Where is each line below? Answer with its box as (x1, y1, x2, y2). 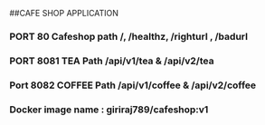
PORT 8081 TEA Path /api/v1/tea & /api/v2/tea (9, 54, 214, 67)
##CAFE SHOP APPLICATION (9, 8, 119, 18)
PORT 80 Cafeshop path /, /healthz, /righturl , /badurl (9, 30, 249, 43)
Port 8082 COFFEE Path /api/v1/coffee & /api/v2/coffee (9, 79, 257, 91)
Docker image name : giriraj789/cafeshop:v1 (9, 103, 209, 116)
